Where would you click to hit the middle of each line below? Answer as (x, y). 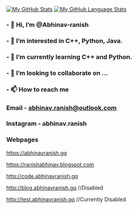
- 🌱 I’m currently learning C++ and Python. (69, 57)
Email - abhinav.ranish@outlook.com (61, 108)
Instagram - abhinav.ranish (46, 124)
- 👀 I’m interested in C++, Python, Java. (64, 41)
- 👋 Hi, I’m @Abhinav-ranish (47, 25)
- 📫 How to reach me (37, 89)
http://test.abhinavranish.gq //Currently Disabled (66, 199)
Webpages (22, 140)
